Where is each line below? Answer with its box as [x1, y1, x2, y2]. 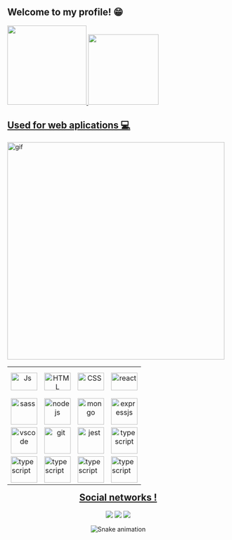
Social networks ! [79, 491, 157, 503]
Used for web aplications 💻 [7, 120, 131, 132]
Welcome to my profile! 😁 [7, 6, 124, 18]
